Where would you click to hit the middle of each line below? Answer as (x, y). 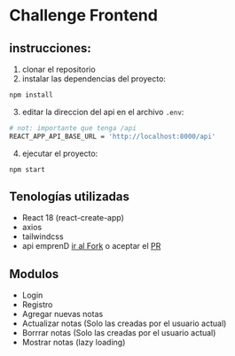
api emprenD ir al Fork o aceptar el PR (91, 246)
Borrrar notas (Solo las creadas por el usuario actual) (119, 333)
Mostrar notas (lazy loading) (74, 343)
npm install (31, 95)
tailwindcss (43, 236)
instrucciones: (50, 48)
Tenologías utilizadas (70, 197)
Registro (37, 305)
